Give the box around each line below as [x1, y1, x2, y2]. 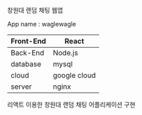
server [10, 82, 33, 91]
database [10, 60, 42, 69]
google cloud [52, 71, 96, 80]
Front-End [10, 37, 47, 46]
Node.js [52, 48, 79, 57]
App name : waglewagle [7, 20, 77, 28]
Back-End [10, 48, 45, 57]
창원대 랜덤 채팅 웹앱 [7, 6, 63, 14]
